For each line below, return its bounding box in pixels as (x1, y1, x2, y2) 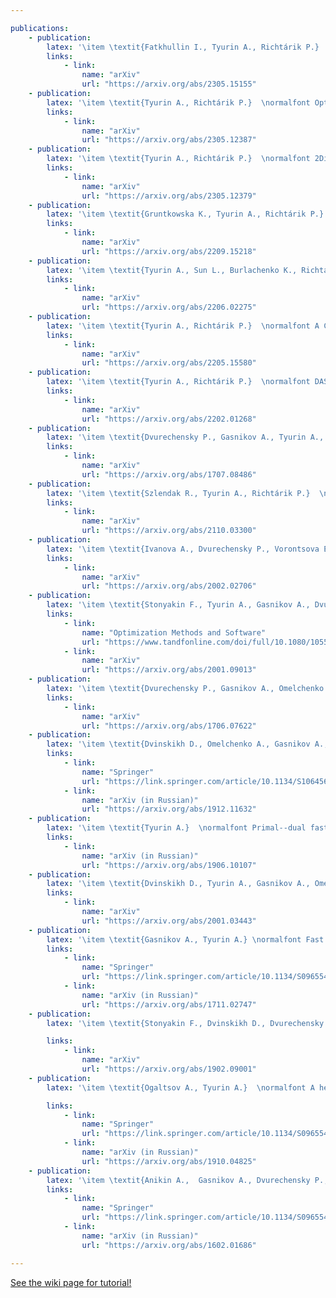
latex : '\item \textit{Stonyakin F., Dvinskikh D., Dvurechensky (46, 1018, 325, 1028)
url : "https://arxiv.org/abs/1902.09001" (81, 1064, 257, 1074)
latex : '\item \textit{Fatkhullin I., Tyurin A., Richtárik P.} (46, 42, 320, 52)
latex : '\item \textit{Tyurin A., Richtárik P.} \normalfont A (46, 321, 320, 331)
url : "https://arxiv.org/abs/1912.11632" (81, 804, 257, 815)
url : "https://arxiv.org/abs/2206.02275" (81, 302, 257, 313)
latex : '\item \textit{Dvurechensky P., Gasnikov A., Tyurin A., (46, 432, 325, 443)
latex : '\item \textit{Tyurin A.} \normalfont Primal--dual (46, 823, 307, 833)
